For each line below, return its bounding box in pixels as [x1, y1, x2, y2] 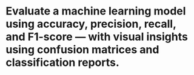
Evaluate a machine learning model [5, 4, 186, 18]
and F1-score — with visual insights [5, 30, 189, 44]
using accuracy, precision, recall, [5, 17, 176, 31]
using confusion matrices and [5, 43, 159, 57]
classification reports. [5, 56, 119, 70]
